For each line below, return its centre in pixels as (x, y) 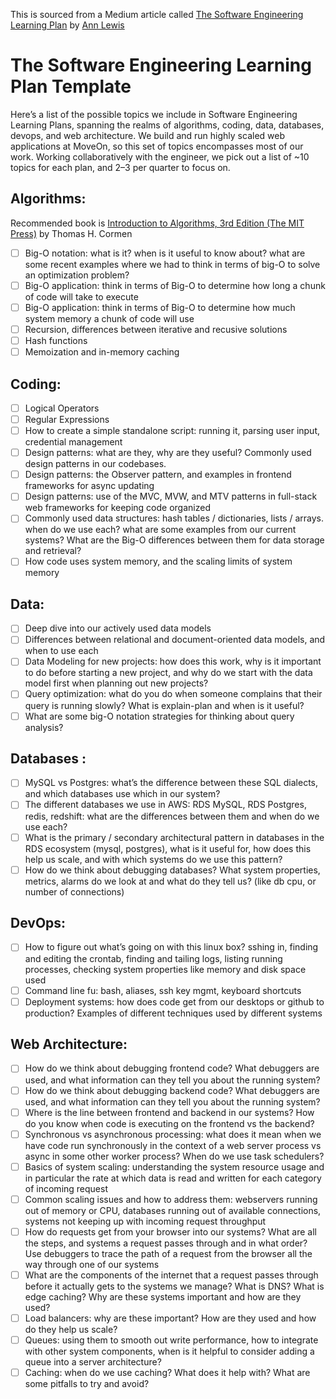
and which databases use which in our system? (122, 794)
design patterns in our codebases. (95, 464)
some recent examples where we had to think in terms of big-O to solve (172, 264)
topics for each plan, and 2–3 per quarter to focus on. (120, 167)
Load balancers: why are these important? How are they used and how (170, 1318)
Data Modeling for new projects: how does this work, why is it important (173, 661)
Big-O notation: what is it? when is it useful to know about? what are (165, 253)
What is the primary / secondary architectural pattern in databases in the (174, 837)
